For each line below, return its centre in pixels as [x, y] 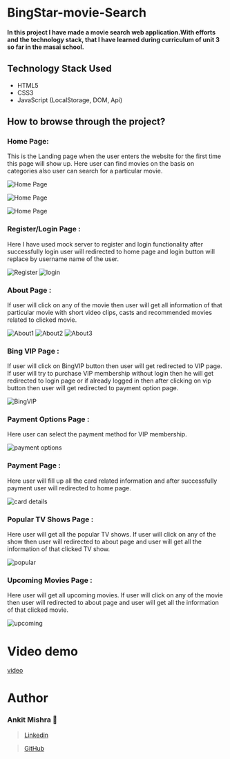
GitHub [34, 748]
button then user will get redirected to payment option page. [93, 388]
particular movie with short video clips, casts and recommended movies [110, 312]
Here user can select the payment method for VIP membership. [97, 434]
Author [28, 698]
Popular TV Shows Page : [50, 519]
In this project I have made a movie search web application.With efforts [112, 32]
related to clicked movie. [42, 320]
